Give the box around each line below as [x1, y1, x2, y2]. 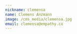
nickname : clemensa [5, 7, 46, 12]
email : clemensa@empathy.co [5, 21, 64, 26]
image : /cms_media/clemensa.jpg [5, 16, 72, 21]
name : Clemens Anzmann [5, 12, 52, 17]
